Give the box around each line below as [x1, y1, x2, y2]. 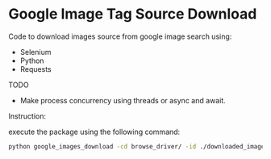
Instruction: [8, 111, 47, 121]
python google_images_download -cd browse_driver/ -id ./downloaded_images [8, 142, 269, 150]
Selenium [19, 47, 52, 56]
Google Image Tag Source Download [8, 5, 257, 23]
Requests [19, 64, 52, 73]
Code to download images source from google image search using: [8, 31, 232, 41]
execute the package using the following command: [8, 127, 181, 136]
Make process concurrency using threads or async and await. [19, 95, 226, 105]
